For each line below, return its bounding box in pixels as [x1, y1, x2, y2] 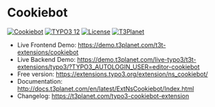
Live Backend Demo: [16, 55, 76, 63]
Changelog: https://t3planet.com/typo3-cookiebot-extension [16, 91, 190, 100]
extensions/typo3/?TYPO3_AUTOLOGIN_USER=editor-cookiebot [16, 62, 201, 71]
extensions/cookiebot [16, 48, 79, 56]
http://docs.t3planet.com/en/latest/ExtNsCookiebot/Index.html [16, 84, 194, 93]
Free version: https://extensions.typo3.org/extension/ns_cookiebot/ [16, 70, 208, 78]
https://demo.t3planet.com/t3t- [78, 40, 166, 49]
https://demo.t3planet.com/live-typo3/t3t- [77, 55, 197, 63]
